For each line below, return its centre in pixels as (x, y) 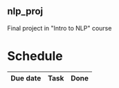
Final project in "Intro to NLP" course (59, 28)
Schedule (35, 56)
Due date (26, 78)
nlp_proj (25, 11)
